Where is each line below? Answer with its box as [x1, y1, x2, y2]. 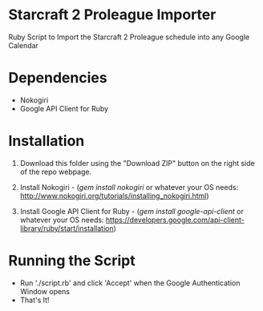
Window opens [19, 286, 71, 296]
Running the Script [8, 252, 136, 269]
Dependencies [8, 69, 107, 87]
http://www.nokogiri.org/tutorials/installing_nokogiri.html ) [19, 191, 210, 200]
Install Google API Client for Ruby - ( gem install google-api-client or [19, 206, 245, 216]
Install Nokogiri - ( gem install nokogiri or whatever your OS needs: [19, 182, 239, 192]
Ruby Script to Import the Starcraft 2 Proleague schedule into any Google [8, 32, 250, 42]
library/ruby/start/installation [19, 223, 114, 233]
